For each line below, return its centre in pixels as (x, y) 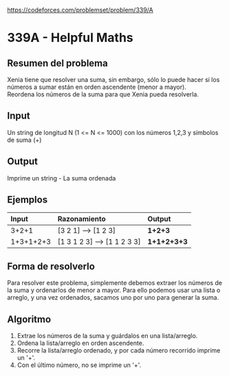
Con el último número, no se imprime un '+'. (79, 365)
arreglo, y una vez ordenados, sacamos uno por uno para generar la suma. (113, 297)
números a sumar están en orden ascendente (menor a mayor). (97, 87)
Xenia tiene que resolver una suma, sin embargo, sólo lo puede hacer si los (113, 80)
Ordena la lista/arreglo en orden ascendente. (80, 343)
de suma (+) (24, 140)
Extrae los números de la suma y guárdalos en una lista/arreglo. (107, 336)
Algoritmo (29, 319)
